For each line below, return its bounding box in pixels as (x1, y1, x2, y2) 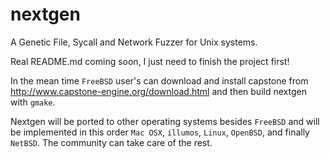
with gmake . (10, 96, 56, 108)
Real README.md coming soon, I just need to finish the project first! (10, 55, 290, 67)
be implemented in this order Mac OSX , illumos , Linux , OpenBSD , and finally (10, 126, 310, 138)
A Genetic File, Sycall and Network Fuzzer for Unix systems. (10, 36, 258, 48)
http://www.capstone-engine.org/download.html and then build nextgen (10, 85, 307, 97)
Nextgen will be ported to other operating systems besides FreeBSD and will (10, 115, 320, 127)
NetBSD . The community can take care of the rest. (10, 136, 213, 148)
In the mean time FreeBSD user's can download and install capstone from (10, 74, 309, 87)
